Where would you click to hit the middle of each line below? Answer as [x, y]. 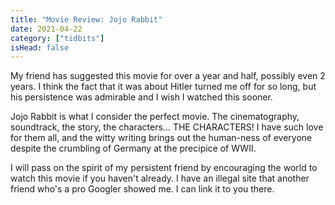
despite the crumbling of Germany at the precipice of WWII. [133, 148]
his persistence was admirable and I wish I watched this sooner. [141, 97]
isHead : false [40, 47]
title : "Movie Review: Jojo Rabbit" [86, 19]
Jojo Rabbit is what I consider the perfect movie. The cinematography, [155, 117]
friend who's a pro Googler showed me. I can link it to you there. [142, 189]
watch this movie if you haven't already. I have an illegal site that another [160, 178]
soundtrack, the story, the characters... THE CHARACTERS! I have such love [167, 127]
